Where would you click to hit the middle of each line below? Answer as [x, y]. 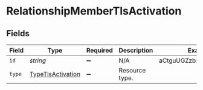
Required [99, 50]
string [38, 60]
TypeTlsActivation [55, 74]
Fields [18, 34]
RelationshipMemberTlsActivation [94, 11]
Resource [132, 70]
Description [136, 50]
